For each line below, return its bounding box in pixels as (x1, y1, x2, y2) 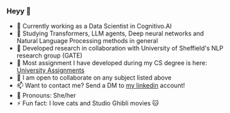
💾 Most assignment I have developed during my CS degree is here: (16, 59, 208, 67)
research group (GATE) (16, 51, 82, 60)
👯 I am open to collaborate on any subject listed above (16, 73, 172, 82)
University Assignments (16, 66, 85, 75)
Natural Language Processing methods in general (16, 37, 159, 45)
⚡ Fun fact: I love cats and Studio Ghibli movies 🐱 (16, 99, 159, 107)
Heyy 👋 (6, 6, 31, 16)
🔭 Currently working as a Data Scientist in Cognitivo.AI (16, 22, 172, 31)
